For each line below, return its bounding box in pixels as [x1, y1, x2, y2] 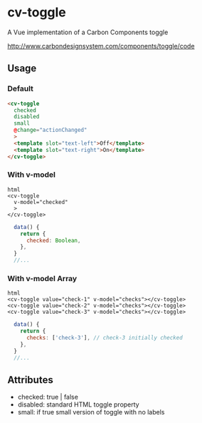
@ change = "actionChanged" [14, 126, 87, 134]
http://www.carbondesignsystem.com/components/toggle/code [7, 41, 195, 50]
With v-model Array [7, 273, 78, 283]
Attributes [7, 374, 53, 386]
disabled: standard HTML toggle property [17, 400, 140, 409]
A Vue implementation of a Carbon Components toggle [7, 28, 169, 36]
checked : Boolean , [26, 237, 81, 244]
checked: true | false [17, 393, 78, 402]
